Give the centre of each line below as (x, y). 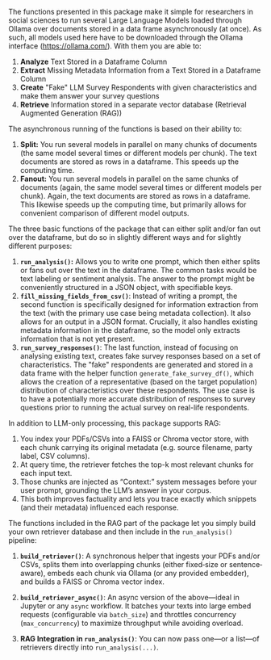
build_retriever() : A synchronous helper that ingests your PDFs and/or (140, 556)
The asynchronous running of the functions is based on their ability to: (125, 129)
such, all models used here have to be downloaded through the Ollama (126, 37)
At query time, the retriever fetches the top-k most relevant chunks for (137, 465)
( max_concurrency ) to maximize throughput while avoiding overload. (131, 623)
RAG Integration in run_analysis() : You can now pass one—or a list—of (140, 639)
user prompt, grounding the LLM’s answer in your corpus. (116, 490)
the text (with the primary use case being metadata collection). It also (135, 313)
